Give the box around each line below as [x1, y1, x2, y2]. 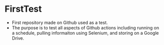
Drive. [11, 35, 24, 41]
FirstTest [4, 3, 42, 15]
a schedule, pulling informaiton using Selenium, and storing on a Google [11, 30, 159, 36]
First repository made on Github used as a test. [11, 20, 108, 25]
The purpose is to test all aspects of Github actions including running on [11, 24, 160, 30]
